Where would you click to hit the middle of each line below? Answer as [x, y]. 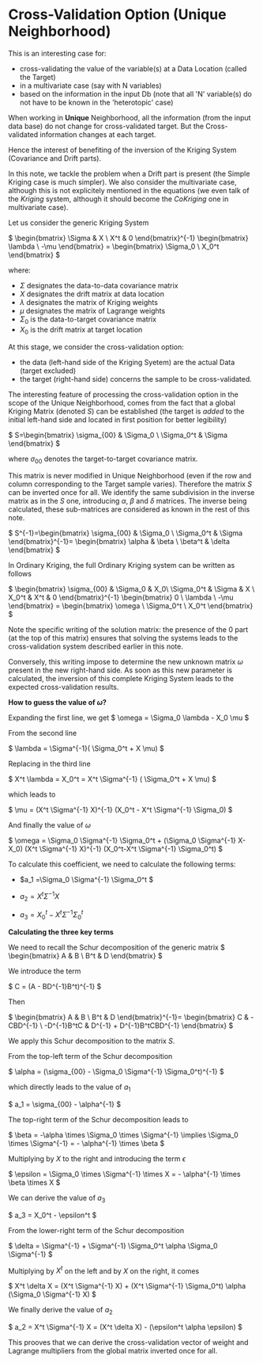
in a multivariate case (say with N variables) [90, 86]
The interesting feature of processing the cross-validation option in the [123, 394]
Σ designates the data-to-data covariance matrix [99, 285]
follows [20, 574]
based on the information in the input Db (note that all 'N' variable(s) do [136, 93]
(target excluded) [48, 371]
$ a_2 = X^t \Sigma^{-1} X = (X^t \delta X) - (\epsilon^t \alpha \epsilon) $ [125, 1327]
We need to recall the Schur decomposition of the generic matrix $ [116, 947]
